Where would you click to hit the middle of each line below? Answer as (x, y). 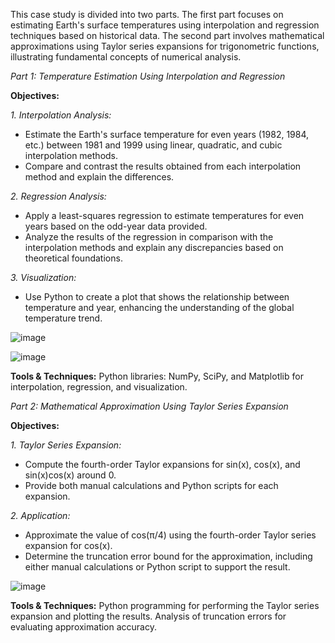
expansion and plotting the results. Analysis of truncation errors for (148, 616)
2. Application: (40, 515)
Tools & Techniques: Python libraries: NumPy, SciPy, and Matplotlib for (157, 376)
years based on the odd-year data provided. (116, 226)
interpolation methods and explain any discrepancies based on (154, 247)
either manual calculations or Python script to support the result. (157, 567)
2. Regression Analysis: (58, 196)
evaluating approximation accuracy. (83, 627)
